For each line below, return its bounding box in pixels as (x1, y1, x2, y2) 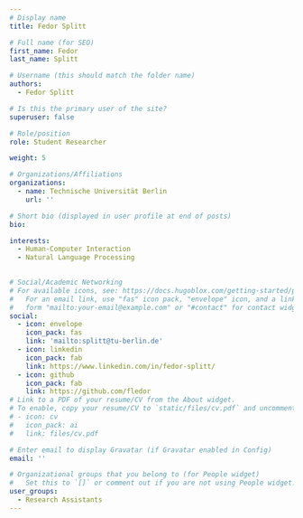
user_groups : (9, 487, 59, 496)
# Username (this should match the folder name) (9, 71, 196, 80)
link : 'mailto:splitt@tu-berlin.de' (25, 336, 164, 346)
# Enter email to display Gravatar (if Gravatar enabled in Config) (9, 445, 272, 455)
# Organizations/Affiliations (9, 170, 124, 179)
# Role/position (9, 128, 70, 138)
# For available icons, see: (9, 286, 119, 295)
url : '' (25, 195, 54, 204)
